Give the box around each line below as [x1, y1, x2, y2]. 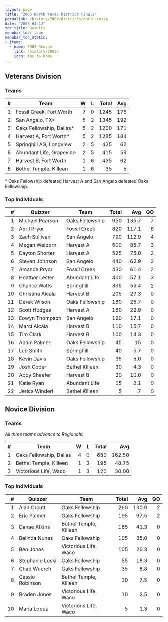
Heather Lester [19, 274, 54, 281]
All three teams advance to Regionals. [5, 431, 84, 437]
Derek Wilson [19, 298, 51, 305]
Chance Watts [19, 282, 52, 289]
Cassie [19, 573, 35, 580]
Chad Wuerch [19, 565, 51, 572]
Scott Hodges [19, 307, 51, 314]
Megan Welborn [19, 242, 57, 249]
